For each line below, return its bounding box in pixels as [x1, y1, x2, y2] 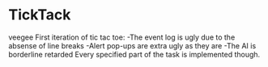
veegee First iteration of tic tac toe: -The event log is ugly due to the [8, 32, 236, 42]
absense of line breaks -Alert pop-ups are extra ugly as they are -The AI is [8, 40, 257, 50]
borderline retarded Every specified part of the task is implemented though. [8, 49, 261, 59]
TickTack [8, 6, 71, 24]
